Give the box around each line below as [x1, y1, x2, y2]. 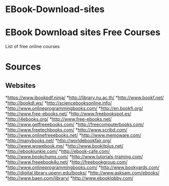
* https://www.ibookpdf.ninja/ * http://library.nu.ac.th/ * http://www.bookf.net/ [5, 95, 164, 101]
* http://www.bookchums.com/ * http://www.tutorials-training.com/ [5, 154, 143, 160]
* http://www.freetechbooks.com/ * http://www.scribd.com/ [5, 127, 128, 133]
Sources [5, 61, 41, 73]
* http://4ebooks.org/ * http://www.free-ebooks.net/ [5, 116, 112, 122]
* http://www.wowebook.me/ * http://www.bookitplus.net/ [5, 143, 123, 149]
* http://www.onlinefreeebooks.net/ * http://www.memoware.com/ [5, 132, 142, 138]
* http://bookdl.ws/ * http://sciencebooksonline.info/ [5, 100, 112, 106]
